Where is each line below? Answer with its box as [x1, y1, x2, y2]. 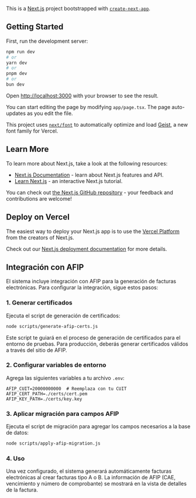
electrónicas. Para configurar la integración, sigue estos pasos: [6, 284, 159, 291]
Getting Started [6, 22, 64, 32]
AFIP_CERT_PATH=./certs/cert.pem [6, 391, 88, 397]
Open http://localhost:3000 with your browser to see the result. [6, 92, 159, 99]
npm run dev [6, 49, 35, 55]
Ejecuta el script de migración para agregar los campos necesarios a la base [6, 423, 191, 430]
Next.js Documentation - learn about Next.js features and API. [14, 171, 164, 178]
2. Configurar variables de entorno [6, 361, 106, 369]
